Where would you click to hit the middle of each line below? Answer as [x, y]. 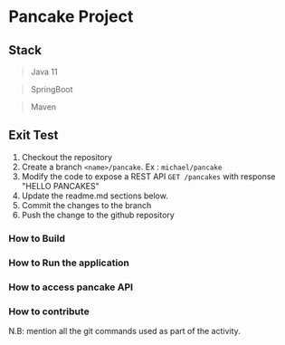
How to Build [37, 238]
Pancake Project [71, 17]
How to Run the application [69, 263]
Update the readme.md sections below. [95, 196]
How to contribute [49, 311]
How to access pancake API [71, 287]
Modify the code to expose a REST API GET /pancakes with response [148, 176]
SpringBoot [52, 89]
